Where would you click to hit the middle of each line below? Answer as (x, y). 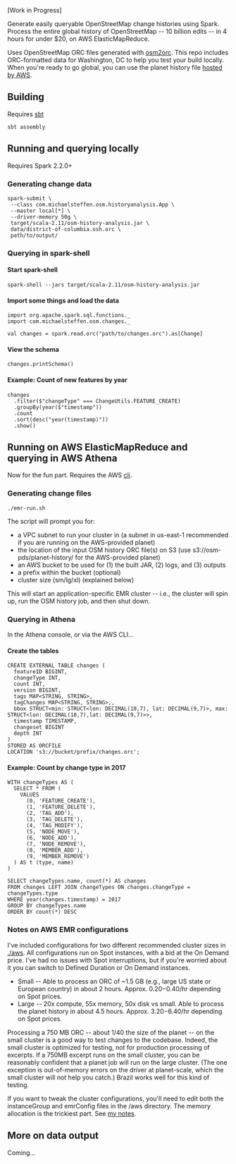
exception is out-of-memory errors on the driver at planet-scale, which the (116, 1070)
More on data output (53, 1135)
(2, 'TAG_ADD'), (50, 814)
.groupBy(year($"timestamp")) (58, 407)
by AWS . (20, 75)
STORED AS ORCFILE (34, 746)
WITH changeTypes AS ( (41, 783)
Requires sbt (26, 114)
